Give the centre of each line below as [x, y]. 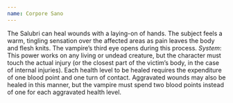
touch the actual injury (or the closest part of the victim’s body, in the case [113, 62]
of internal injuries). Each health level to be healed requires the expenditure [114, 70]
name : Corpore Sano [35, 13]
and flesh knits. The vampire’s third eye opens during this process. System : [114, 48]
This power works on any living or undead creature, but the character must [114, 55]
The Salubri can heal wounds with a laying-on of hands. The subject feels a [115, 33]
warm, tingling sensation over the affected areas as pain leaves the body [111, 40]
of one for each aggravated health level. [64, 92]
